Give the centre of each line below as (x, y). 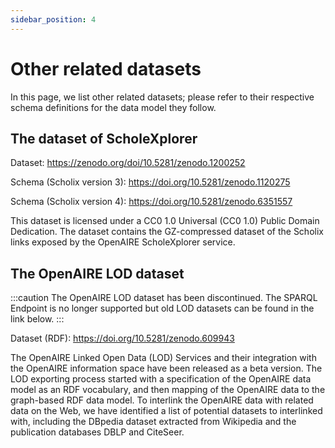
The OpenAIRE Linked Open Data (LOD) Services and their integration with (163, 358)
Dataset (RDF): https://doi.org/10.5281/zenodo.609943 (122, 338)
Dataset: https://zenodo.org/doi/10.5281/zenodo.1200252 (128, 163)
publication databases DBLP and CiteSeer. (97, 432)
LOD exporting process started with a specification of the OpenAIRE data (161, 379)
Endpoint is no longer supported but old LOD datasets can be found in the (162, 308)
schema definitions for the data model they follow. (113, 107)
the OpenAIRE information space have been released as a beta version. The (166, 368)
